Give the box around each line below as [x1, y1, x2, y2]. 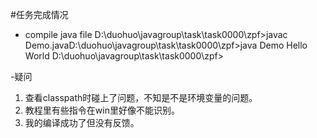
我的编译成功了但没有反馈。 [24, 117, 140, 128]
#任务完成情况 [10, 9, 69, 20]
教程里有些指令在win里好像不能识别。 [24, 104, 180, 116]
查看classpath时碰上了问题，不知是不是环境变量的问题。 [24, 92, 258, 103]
